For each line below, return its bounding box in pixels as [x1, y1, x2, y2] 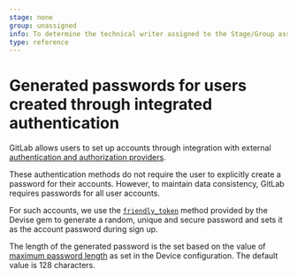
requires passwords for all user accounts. [9, 188, 161, 199]
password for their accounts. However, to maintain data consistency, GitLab [9, 179, 285, 189]
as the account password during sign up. [9, 224, 158, 235]
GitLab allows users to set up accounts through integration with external [9, 142, 271, 153]
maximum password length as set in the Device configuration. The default [9, 250, 278, 261]
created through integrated [9, 95, 213, 115]
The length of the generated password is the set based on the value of [9, 241, 266, 252]
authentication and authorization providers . [9, 152, 166, 163]
